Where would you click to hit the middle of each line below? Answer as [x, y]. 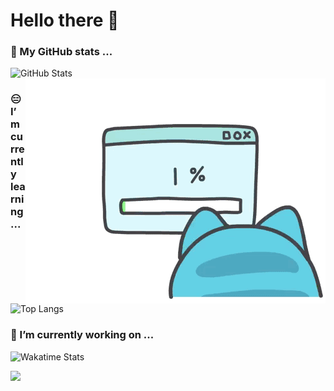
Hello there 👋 [65, 20]
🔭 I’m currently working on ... [82, 335]
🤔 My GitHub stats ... [61, 52]
